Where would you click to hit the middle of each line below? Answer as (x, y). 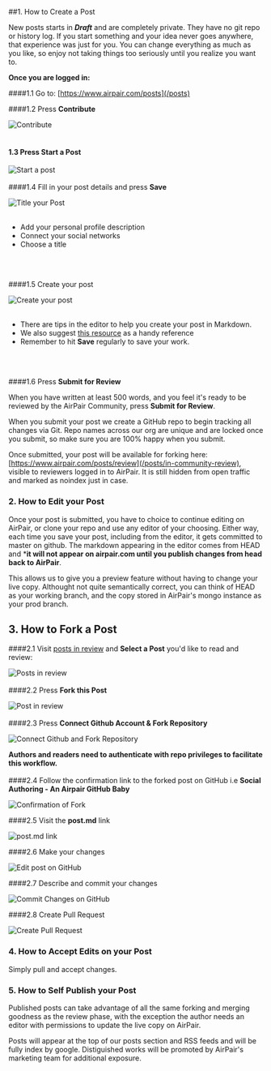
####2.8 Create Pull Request (57, 915)
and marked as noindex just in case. (68, 481)
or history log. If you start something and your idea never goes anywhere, (131, 36)
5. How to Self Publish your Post (72, 990)
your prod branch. (38, 604)
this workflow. (33, 763)
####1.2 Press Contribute (52, 109)
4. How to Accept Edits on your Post (80, 952)
